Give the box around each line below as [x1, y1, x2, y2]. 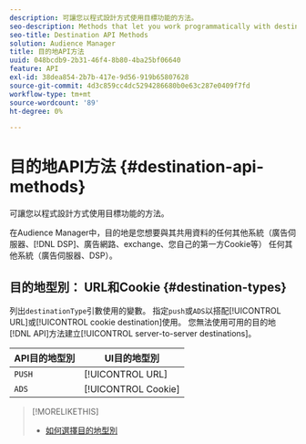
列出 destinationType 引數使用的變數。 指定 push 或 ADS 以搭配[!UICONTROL [9, 305, 281, 315]
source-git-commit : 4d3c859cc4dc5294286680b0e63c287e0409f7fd [9, 81, 250, 90]
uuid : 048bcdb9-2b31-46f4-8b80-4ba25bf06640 [9, 56, 181, 65]
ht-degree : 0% [9, 107, 64, 116]
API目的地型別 [14, 352, 76, 365]
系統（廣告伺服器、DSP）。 [16, 250, 118, 261]
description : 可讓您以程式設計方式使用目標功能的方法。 [9, 13, 199, 23]
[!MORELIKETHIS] [31, 407, 99, 417]
